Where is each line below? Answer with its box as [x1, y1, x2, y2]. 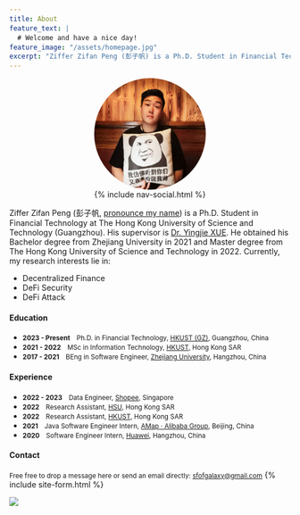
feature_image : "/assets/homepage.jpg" [9, 43, 158, 52]
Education [9, 312, 48, 323]
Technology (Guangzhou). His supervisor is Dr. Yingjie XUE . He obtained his [9, 228, 288, 238]
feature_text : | [9, 23, 70, 33]
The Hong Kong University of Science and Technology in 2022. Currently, [9, 246, 280, 257]
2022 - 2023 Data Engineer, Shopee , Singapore [21, 393, 174, 402]
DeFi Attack [21, 292, 65, 303]
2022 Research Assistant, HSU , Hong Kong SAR [21, 403, 175, 411]
